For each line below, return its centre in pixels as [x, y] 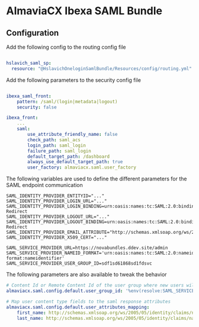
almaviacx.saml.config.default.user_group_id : [65, 291]
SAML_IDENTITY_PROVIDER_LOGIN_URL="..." [57, 201]
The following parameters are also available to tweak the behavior [86, 275]
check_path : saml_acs [54, 140]
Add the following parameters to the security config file [73, 80]
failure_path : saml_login [60, 151]
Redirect [17, 212]
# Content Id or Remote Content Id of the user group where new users [95, 285]
